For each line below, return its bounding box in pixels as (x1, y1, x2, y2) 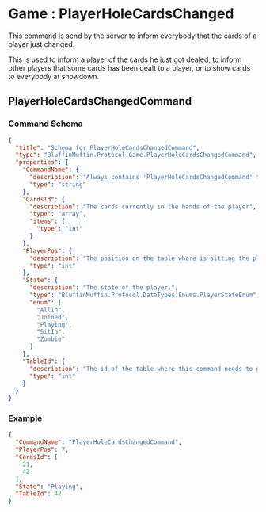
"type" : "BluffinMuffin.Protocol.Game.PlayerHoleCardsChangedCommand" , (15, 151, 257, 159)
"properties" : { (15, 159, 69, 166)
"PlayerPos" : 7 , (15, 445, 69, 454)
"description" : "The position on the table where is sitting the (28, 254, 249, 262)
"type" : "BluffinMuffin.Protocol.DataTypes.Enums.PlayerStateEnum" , (28, 291, 260, 299)
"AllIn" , (36, 306, 66, 314)
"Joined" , (36, 313, 69, 321)
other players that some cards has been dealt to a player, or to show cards (8, 63, 251, 72)
